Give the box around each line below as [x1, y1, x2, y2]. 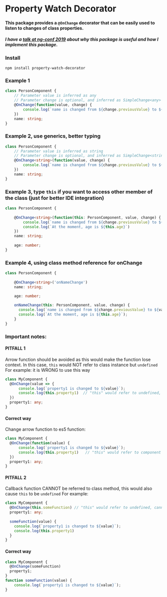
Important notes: [5, 333, 47, 340]
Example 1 [5, 77, 30, 84]
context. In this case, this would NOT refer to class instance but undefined [5, 362, 158, 368]
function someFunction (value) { [5, 578, 72, 583]
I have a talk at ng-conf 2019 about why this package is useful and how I [5, 36, 159, 42]
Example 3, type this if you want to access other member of [5, 188, 153, 195]
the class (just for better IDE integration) [5, 194, 104, 201]
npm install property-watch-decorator [5, 66, 85, 71]
